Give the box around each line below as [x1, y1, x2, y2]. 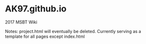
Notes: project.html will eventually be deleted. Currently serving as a [5, 28, 141, 34]
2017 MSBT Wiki [5, 19, 38, 25]
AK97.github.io [5, 3, 67, 14]
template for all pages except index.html [5, 33, 85, 39]
